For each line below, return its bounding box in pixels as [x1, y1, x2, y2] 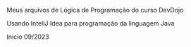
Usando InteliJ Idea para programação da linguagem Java [6, 19, 175, 27]
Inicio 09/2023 [6, 32, 50, 41]
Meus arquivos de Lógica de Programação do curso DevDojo [6, 6, 184, 14]
